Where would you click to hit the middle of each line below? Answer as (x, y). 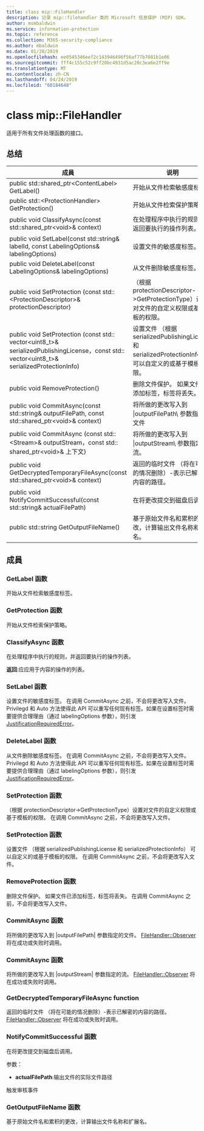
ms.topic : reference (32, 35)
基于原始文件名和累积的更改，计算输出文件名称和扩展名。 (78, 1122)
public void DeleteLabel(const (52, 264)
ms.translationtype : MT (36, 68)
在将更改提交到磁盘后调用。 (41, 1051)
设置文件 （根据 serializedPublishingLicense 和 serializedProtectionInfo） (98, 849)
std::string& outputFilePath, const (57, 413)
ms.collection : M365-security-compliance (59, 40)
